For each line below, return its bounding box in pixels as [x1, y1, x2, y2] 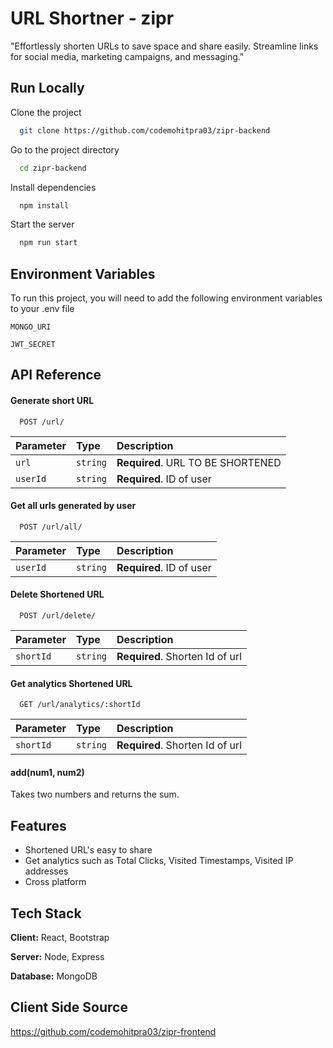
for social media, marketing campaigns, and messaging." [10, 50, 245, 62]
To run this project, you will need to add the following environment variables [10, 292, 323, 304]
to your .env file [10, 303, 75, 315]
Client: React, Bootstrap [10, 932, 110, 944]
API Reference [10, 367, 102, 384]
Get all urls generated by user [10, 500, 137, 512]
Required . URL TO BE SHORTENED [116, 455, 282, 469]
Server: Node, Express [10, 951, 105, 963]
